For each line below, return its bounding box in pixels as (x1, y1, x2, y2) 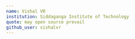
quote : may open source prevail (6, 19, 85, 25)
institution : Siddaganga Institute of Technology (6, 14, 130, 19)
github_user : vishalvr (6, 24, 61, 30)
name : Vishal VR (6, 8, 46, 14)
